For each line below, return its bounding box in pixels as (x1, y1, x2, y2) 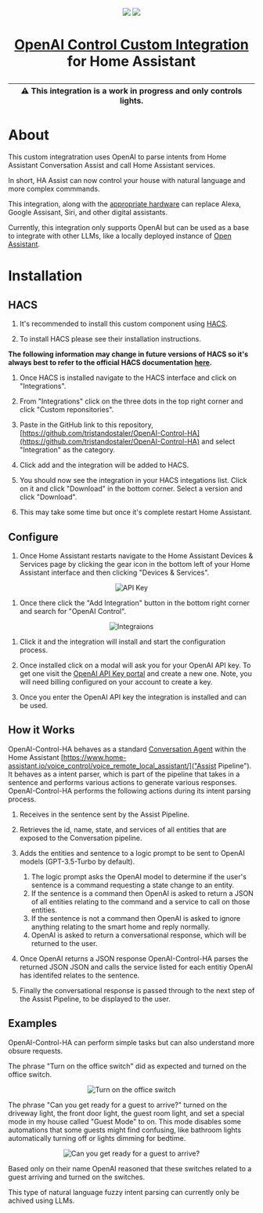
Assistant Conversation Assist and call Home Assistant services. (8, 161, 215, 170)
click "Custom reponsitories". (19, 405, 114, 415)
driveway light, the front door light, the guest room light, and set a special (8, 1108, 245, 1118)
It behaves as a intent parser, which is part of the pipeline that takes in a (8, 769, 240, 779)
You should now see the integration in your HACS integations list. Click (19, 476, 247, 485)
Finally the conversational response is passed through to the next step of (19, 985, 255, 995)
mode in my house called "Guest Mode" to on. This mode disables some (8, 1116, 241, 1126)
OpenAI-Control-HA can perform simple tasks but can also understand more (8, 1037, 255, 1047)
